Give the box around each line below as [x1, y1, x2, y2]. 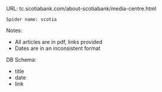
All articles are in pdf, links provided [14, 39, 103, 45]
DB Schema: [6, 56, 37, 63]
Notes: [6, 27, 23, 34]
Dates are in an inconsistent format [14, 45, 101, 52]
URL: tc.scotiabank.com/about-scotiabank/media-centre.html [6, 5, 157, 12]
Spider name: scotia [6, 17, 58, 23]
